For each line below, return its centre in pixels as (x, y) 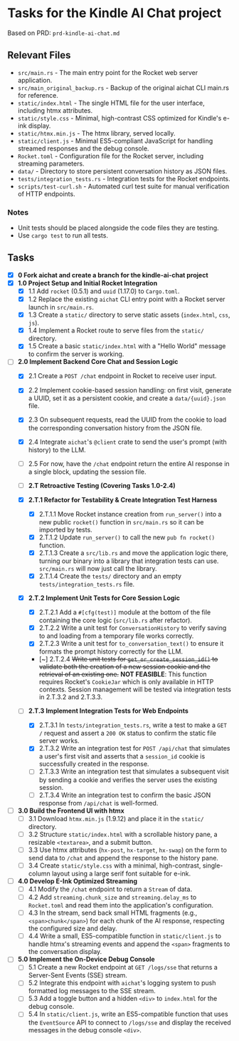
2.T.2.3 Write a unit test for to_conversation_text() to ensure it (131, 644)
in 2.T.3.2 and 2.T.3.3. (71, 697)
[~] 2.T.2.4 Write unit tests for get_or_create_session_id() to (128, 659)
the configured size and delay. (73, 928)
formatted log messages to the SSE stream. (92, 991)
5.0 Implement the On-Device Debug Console (86, 959)
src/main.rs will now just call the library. (98, 568)
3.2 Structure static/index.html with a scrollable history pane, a (123, 834)
